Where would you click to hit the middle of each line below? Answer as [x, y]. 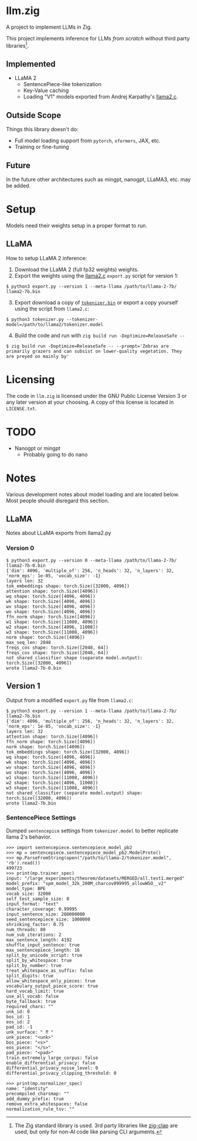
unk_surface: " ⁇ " [30, 1032]
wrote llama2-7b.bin [31, 803]
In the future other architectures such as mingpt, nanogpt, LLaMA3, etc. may [98, 179]
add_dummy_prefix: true [35, 1099]
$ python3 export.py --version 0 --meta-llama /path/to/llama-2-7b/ [91, 560]
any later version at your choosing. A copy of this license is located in [90, 402]
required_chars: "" [30, 1006]
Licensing [30, 379]
